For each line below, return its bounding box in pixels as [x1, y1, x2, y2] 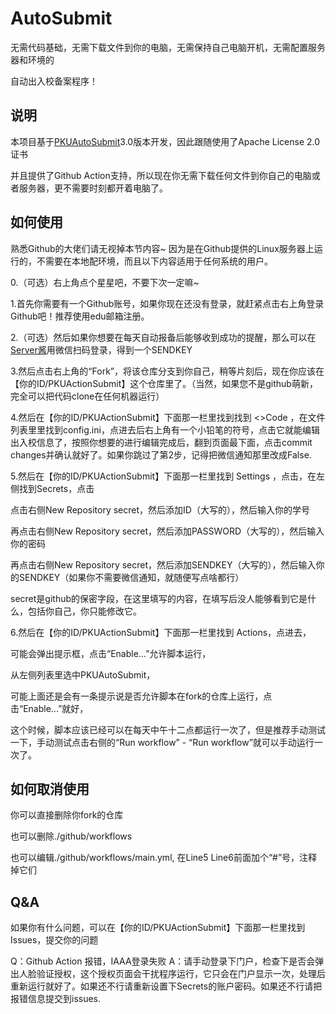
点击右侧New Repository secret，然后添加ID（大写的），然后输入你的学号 [10, 503, 310, 516]
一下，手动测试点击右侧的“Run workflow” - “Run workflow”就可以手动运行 [10, 736, 315, 748]
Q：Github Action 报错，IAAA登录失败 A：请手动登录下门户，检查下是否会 [10, 955, 316, 967]
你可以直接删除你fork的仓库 [10, 809, 124, 821]
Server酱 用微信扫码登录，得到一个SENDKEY [10, 343, 193, 356]
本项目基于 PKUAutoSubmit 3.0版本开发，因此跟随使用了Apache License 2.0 [10, 135, 321, 147]
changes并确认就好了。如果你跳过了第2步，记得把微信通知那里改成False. [10, 448, 312, 461]
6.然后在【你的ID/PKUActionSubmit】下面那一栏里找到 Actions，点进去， [10, 626, 312, 638]
